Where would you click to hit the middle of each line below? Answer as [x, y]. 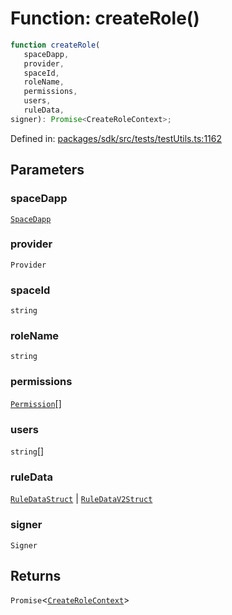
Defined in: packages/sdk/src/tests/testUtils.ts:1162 [116, 138]
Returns [36, 575]
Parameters [47, 170]
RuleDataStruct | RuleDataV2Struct [81, 499]
